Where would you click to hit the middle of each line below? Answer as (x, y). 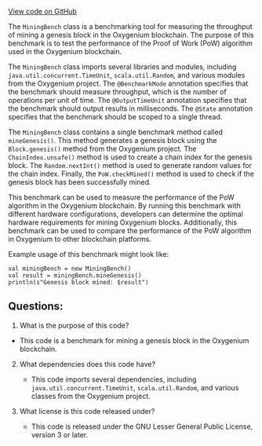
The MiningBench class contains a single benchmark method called (116, 132)
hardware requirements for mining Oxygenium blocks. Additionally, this (123, 222)
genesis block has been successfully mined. (80, 182)
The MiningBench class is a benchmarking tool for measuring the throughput (130, 26)
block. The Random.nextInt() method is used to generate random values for (130, 165)
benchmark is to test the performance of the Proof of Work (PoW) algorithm (130, 43)
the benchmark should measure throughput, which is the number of (118, 92)
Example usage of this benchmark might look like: (89, 254)
